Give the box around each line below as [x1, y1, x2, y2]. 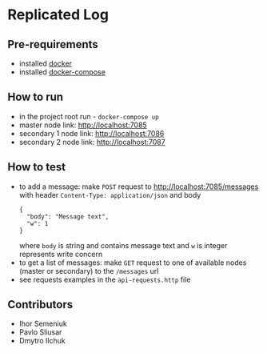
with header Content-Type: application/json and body [18, 190, 201, 199]
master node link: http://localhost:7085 [18, 120, 147, 130]
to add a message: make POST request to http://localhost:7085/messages [18, 182, 259, 191]
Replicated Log [7, 6, 110, 24]
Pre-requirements [7, 38, 99, 51]
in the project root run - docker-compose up [18, 111, 159, 121]
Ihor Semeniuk [18, 319, 67, 329]
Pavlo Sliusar [18, 327, 62, 337]
